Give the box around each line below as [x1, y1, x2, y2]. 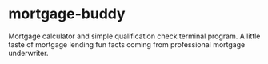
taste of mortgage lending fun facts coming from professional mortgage [8, 39, 246, 49]
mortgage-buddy [8, 5, 126, 23]
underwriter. [8, 48, 49, 58]
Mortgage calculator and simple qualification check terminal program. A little [8, 31, 261, 41]
